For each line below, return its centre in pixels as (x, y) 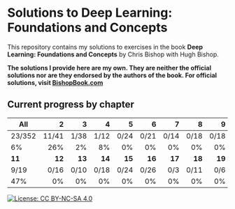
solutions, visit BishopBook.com (55, 82)
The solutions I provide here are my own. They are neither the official (109, 68)
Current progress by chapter (71, 105)
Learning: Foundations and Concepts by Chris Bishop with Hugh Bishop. (113, 54)
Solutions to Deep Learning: (90, 13)
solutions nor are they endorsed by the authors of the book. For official (112, 75)
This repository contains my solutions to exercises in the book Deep (105, 47)
